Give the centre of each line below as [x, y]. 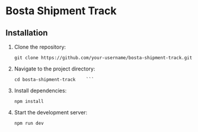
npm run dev [29, 123]
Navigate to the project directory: [55, 69]
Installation [27, 33]
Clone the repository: [40, 47]
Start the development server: [51, 112]
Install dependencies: [40, 91]
